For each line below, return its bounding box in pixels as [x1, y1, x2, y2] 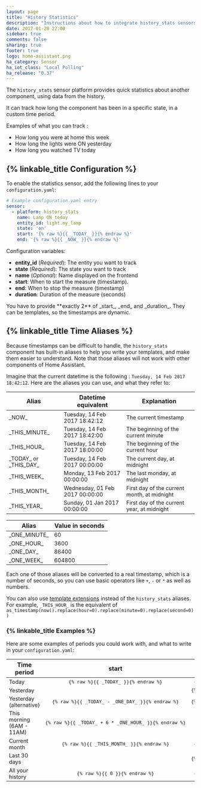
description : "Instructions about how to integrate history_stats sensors [6, 20, 197, 26]
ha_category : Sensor [6, 59, 58, 65]
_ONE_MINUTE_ [8, 531, 49, 538]
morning [8, 716, 31, 723]
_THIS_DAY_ [8, 461, 40, 468]
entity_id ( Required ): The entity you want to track [14, 259, 136, 266]
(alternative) [8, 701, 40, 709]
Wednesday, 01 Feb [63, 484, 115, 491]
